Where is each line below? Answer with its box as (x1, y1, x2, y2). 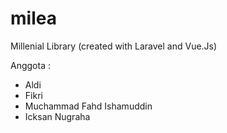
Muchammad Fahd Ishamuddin (24, 100, 153, 112)
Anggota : (10, 59, 51, 71)
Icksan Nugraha (24, 110, 91, 122)
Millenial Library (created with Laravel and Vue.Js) (10, 40, 218, 52)
